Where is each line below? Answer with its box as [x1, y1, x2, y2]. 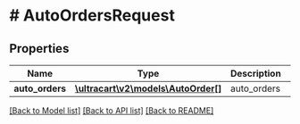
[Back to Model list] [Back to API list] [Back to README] [9, 105, 214, 116]
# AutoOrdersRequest [9, 5, 176, 26]
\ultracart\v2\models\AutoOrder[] [74, 82, 222, 95]
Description [230, 68, 281, 79]
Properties [9, 41, 70, 56]
